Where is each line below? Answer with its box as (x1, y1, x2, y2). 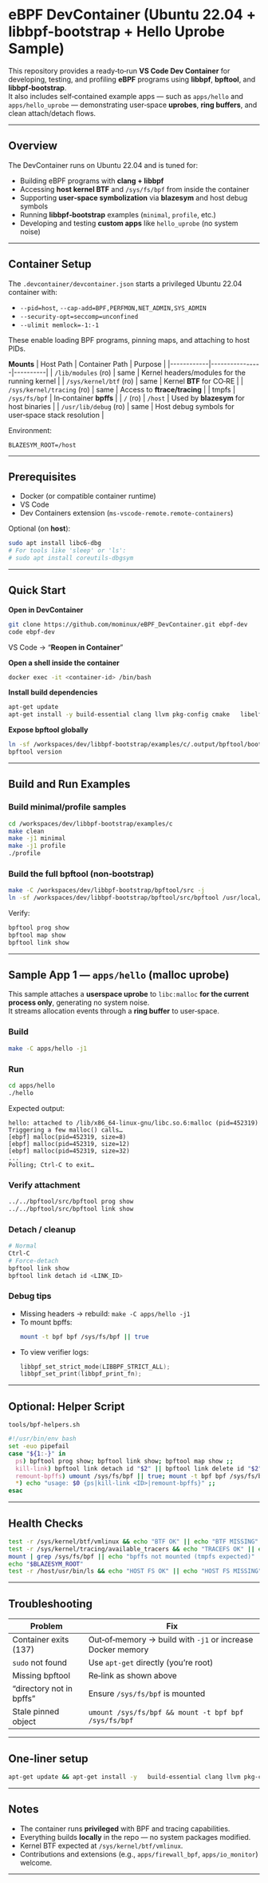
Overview (8, 139, 58, 153)
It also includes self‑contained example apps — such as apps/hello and (8, 91, 243, 101)
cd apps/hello (8, 1081, 56, 1089)
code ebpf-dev (8, 627, 56, 636)
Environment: (8, 425, 52, 435)
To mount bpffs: (19, 1317, 73, 1327)
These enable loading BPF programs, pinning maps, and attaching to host (8, 335, 250, 344)
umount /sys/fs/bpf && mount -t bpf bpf (88, 1708, 244, 1718)
